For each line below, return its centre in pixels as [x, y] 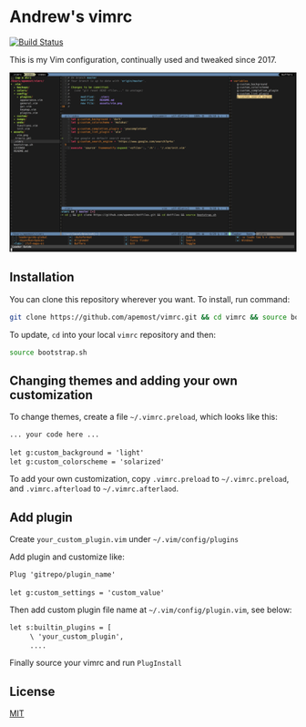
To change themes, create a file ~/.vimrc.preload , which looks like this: [143, 417]
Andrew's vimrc [71, 17]
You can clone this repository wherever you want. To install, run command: [150, 299]
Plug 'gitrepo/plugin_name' [63, 575]
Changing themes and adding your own [124, 380]
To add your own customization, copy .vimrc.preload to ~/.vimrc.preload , [149, 479]
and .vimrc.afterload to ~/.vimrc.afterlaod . [94, 488]
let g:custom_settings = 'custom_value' [87, 593]
